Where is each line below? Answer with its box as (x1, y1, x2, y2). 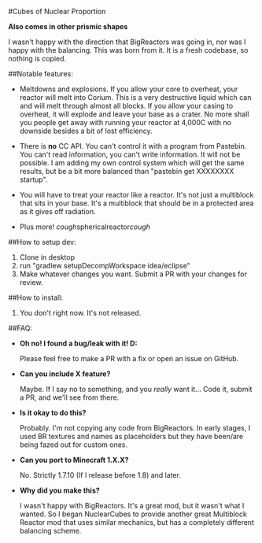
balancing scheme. (19, 526, 82, 535)
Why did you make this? (19, 486, 100, 495)
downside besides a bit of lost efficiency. (19, 126, 153, 135)
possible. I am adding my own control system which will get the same (19, 158, 245, 168)
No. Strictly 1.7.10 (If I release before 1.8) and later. (19, 471, 181, 479)
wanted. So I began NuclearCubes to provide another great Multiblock (19, 509, 248, 519)
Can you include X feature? (19, 369, 111, 379)
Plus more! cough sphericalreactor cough (19, 222, 151, 231)
